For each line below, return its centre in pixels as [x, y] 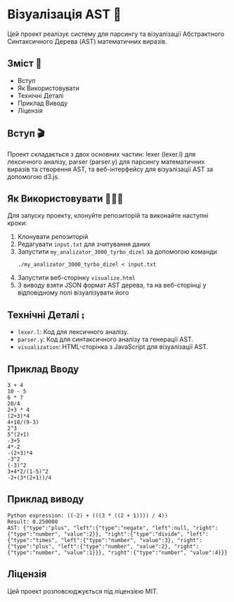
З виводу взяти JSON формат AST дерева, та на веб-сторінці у [112, 285]
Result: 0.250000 [33, 522]
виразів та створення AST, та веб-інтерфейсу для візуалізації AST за [110, 169]
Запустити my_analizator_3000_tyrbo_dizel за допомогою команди [117, 252]
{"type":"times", [33, 540]
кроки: [17, 223]
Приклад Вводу [43, 369]
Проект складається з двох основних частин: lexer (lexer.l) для [102, 154]
